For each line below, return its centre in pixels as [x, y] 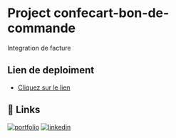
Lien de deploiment [51, 70]
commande [42, 28]
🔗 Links [24, 110]
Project [29, 13]
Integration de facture [39, 48]
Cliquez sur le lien [44, 87]
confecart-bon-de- [111, 13]
